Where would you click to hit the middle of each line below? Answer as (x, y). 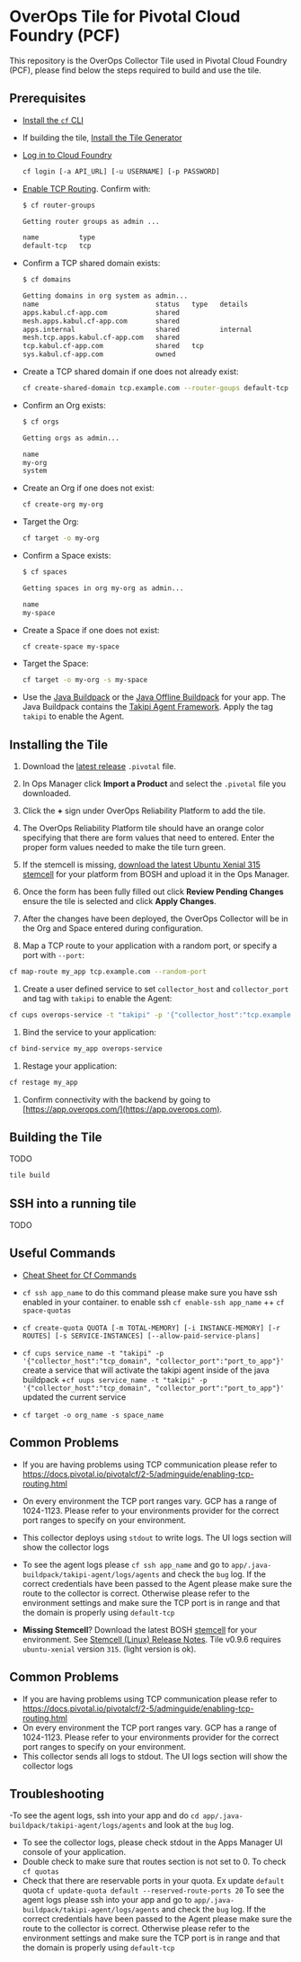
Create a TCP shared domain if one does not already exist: (130, 372)
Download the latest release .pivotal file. (99, 766)
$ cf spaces (44, 572)
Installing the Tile (59, 744)
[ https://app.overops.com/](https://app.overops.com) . (122, 1109)
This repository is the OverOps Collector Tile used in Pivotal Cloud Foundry (148, 60)
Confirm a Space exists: (66, 555)
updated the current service (74, 1397)
